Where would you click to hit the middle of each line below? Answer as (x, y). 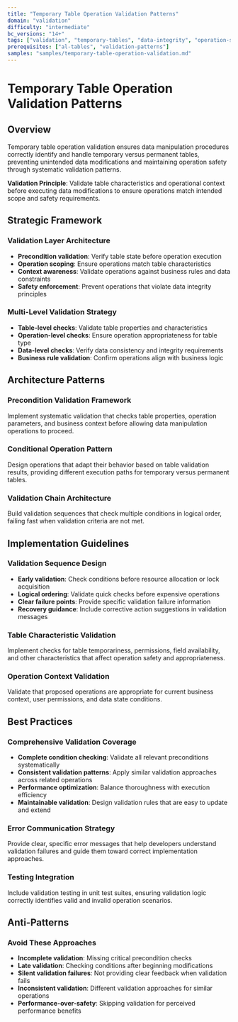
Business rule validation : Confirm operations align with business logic (120, 357)
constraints (34, 279)
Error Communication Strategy (61, 828)
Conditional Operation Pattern (60, 449)
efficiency (32, 795)
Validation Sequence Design (57, 563)
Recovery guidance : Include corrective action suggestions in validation (122, 609)
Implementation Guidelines (68, 543)
